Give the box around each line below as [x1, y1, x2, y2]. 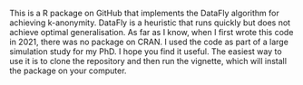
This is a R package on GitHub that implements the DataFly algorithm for [9, 8, 279, 18]
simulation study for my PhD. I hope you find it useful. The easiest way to [9, 46, 283, 57]
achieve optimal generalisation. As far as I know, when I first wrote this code [9, 27, 294, 37]
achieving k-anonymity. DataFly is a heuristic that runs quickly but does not [9, 17, 291, 28]
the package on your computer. [9, 65, 127, 76]
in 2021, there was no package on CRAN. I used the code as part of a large [9, 36, 288, 47]
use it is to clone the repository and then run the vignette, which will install [9, 56, 288, 66]
